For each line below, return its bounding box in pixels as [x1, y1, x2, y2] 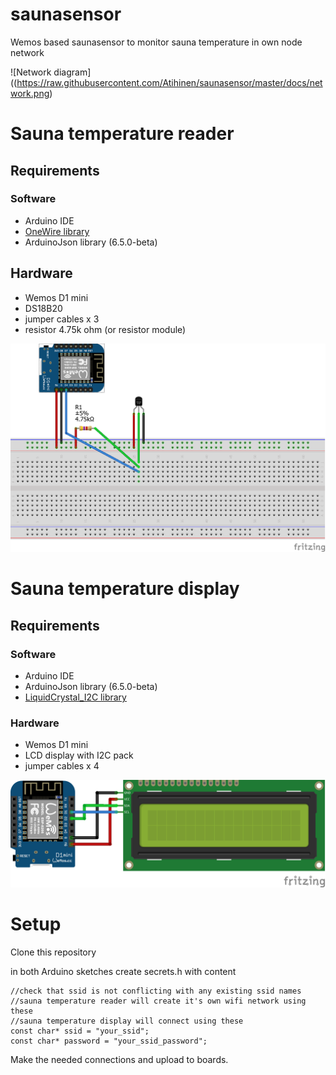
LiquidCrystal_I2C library [24, 691, 127, 703]
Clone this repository [10, 946, 97, 958]
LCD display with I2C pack [24, 749, 134, 762]
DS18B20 [24, 302, 63, 314]
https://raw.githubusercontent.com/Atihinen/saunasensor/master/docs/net [16, 76, 323, 88]
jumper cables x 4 [24, 760, 100, 772]
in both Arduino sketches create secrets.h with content [10, 965, 237, 977]
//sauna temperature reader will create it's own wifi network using [10, 996, 307, 1006]
